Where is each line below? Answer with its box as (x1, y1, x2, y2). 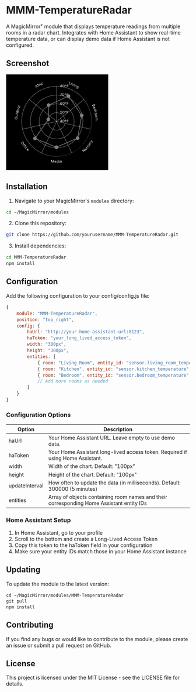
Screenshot (6, 58, 50, 68)
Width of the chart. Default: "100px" (48, 463, 135, 470)
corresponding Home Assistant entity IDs (48, 500, 147, 507)
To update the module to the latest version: (6, 580, 110, 587)
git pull (6, 598, 27, 604)
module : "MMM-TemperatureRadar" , (16, 311, 98, 316)
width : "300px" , (27, 342, 66, 347)
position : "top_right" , (16, 316, 75, 322)
